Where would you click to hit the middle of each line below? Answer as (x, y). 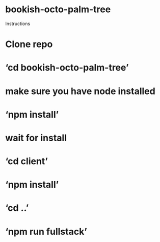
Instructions (18, 24)
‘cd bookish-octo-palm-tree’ (67, 68)
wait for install (36, 138)
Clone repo (29, 44)
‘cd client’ (27, 161)
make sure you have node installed (80, 91)
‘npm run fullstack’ (46, 232)
